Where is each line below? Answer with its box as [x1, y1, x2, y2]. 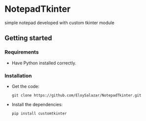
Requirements [4, 49, 39, 56]
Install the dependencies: [11, 101, 63, 107]
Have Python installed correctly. [11, 60, 76, 66]
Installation [4, 72, 32, 79]
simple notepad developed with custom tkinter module [4, 20, 115, 26]
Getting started [4, 34, 52, 42]
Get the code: [11, 83, 40, 89]
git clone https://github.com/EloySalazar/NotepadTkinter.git [11, 92, 142, 98]
